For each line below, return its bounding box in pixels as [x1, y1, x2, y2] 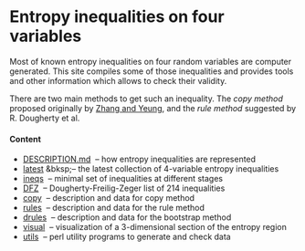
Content [9, 133, 41, 144]
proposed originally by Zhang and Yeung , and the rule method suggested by [9, 102, 297, 113]
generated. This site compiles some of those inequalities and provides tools [9, 66, 294, 77]
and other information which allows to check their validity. [9, 75, 227, 86]
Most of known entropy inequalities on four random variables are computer [9, 56, 292, 67]
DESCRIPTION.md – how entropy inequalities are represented [22, 153, 257, 165]
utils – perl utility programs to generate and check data [22, 231, 231, 243]
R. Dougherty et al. [9, 112, 80, 123]
